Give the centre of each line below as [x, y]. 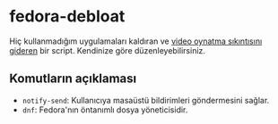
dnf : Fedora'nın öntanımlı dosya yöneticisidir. [105, 110]
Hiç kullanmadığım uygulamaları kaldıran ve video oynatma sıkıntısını [136, 41]
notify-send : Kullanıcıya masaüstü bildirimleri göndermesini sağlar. [146, 100]
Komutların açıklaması [73, 79]
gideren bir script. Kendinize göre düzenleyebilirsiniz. [108, 50]
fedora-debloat [67, 17]
